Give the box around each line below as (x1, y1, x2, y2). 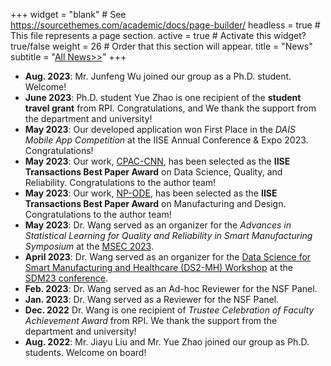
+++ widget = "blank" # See (10, 9, 127, 20)
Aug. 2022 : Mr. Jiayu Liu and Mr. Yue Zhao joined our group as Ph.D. (24, 336, 310, 348)
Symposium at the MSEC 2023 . (24, 240, 154, 252)
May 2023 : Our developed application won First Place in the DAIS (24, 124, 296, 135)
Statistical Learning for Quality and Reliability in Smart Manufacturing (24, 230, 313, 241)
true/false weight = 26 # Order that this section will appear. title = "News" (10, 40, 313, 52)
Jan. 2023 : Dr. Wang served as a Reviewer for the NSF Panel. (24, 294, 280, 305)
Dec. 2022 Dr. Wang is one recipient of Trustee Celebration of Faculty (24, 304, 315, 316)
